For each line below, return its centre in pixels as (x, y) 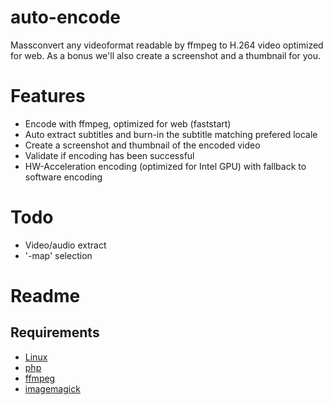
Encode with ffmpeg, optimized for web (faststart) (128, 123)
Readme (45, 296)
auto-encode (66, 17)
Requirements (55, 332)
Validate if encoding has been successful (109, 155)
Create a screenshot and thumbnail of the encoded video (142, 145)
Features (48, 96)
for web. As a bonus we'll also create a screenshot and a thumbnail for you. (166, 55)
